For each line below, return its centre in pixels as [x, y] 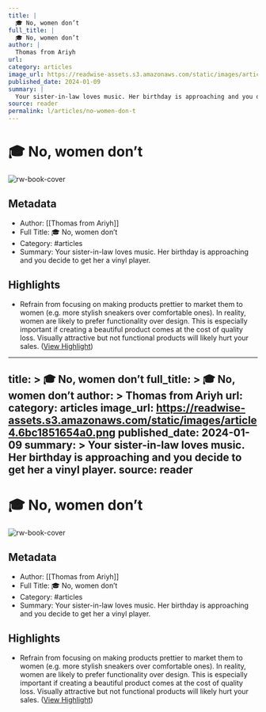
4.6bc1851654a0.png [62, 432]
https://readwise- [201, 408]
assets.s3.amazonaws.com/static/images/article [133, 420]
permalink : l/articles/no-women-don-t [72, 112]
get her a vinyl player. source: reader [101, 470]
